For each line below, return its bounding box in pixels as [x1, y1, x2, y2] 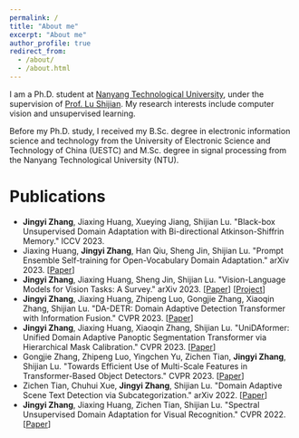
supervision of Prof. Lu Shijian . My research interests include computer [9, 98, 275, 109]
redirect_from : [9, 47, 67, 56]
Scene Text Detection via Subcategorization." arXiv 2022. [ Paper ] [22, 389, 268, 400]
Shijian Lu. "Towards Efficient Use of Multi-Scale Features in [22, 360, 248, 372]
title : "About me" [9, 22, 79, 31]
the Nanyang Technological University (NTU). [9, 154, 179, 165]
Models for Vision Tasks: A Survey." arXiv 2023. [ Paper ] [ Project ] [22, 283, 265, 295]
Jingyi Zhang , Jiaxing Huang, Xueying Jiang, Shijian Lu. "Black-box [22, 216, 276, 227]
